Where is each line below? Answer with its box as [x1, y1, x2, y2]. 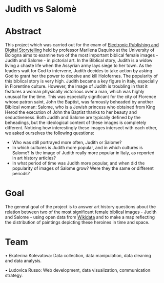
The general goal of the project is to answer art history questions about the [5, 204, 156, 210]
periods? [12, 171, 30, 177]
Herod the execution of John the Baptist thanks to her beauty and [5, 109, 137, 115]
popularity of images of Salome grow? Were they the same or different [12, 165, 154, 171]
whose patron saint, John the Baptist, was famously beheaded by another [5, 99, 154, 105]
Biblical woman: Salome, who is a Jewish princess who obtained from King [5, 104, 156, 110]
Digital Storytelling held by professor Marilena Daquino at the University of [5, 47, 155, 53]
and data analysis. [5, 258, 42, 263]
